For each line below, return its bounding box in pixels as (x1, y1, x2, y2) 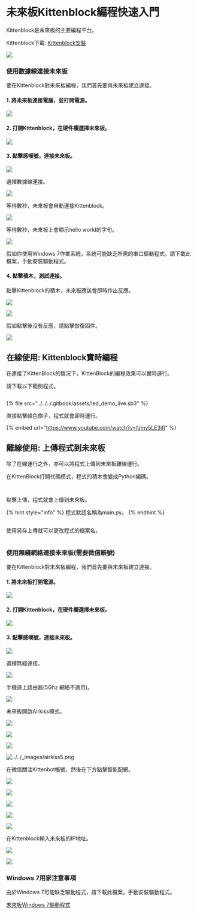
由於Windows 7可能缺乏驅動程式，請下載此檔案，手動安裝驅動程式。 (6, 888, 175, 895)
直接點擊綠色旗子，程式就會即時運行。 (6, 412, 101, 419)
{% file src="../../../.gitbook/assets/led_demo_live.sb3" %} (6, 400, 148, 407)
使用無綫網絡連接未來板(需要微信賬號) (6, 549, 116, 557)
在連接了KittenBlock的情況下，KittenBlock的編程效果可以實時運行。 (6, 370, 173, 377)
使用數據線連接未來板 (6, 67, 68, 75)
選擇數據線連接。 (6, 178, 49, 185)
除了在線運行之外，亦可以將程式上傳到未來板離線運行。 (6, 460, 143, 467)
